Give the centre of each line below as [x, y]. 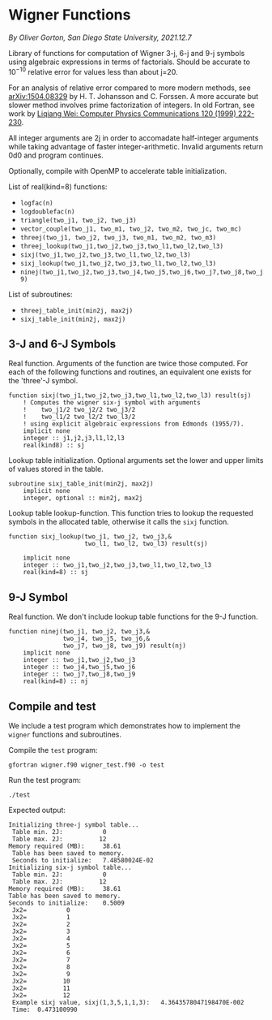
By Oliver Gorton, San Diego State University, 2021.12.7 [100, 37]
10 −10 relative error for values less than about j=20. [93, 71]
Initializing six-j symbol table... [70, 868]
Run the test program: [45, 780]
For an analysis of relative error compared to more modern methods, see [130, 88]
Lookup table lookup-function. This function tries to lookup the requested [131, 513]
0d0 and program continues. [56, 155]
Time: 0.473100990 [45, 1010]
